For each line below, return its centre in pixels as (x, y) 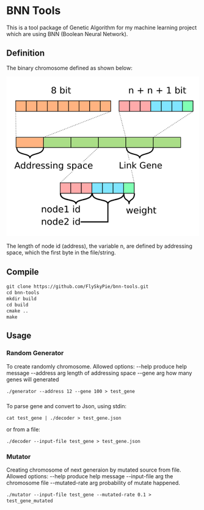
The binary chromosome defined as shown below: (69, 68)
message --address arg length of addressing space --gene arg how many (99, 373)
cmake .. (17, 311)
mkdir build (21, 299)
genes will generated (33, 379)
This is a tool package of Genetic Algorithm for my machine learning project (102, 27)
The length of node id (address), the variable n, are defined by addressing (99, 246)
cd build (17, 305)
